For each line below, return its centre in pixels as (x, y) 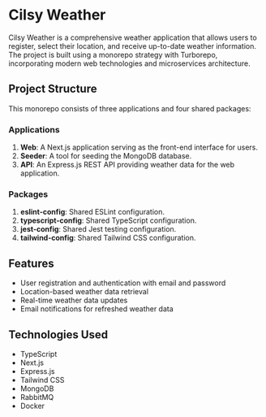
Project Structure (53, 89)
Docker (32, 406)
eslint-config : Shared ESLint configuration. (92, 212)
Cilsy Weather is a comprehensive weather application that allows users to (133, 37)
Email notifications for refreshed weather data (97, 309)
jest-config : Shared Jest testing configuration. (98, 229)
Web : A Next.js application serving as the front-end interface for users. (139, 147)
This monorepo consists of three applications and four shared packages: (130, 108)
